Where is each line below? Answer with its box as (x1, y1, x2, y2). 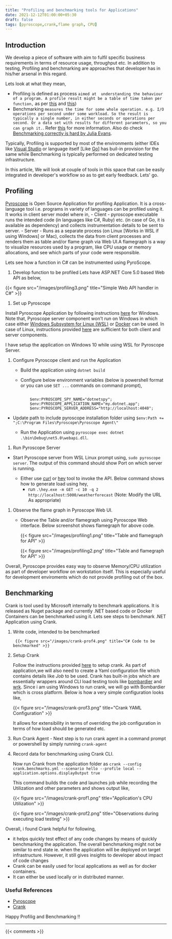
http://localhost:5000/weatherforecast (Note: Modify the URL (28, 492, 162, 498)
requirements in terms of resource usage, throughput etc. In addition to (5, 60, 155, 66)
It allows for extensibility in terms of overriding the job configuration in (12, 720, 161, 726)
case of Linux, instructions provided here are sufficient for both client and (5, 326, 161, 332)
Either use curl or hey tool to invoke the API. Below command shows (20, 475, 165, 481)
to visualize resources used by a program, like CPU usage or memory (5, 244, 152, 250)
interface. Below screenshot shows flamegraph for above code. (20, 522, 155, 528)
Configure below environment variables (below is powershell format (20, 377, 164, 383)
